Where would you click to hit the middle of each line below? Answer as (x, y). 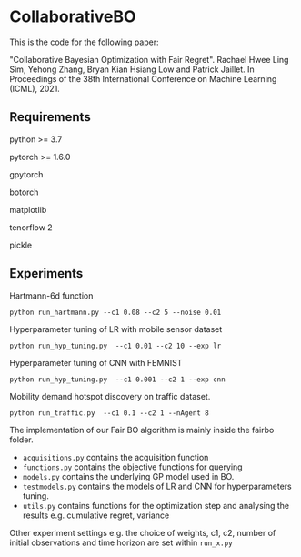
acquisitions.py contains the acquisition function (115, 457)
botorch (24, 192)
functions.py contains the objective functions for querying (132, 467)
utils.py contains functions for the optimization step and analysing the (156, 505)
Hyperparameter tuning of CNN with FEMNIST (96, 362)
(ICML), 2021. (35, 88)
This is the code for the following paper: (84, 42)
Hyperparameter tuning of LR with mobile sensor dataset (116, 329)
